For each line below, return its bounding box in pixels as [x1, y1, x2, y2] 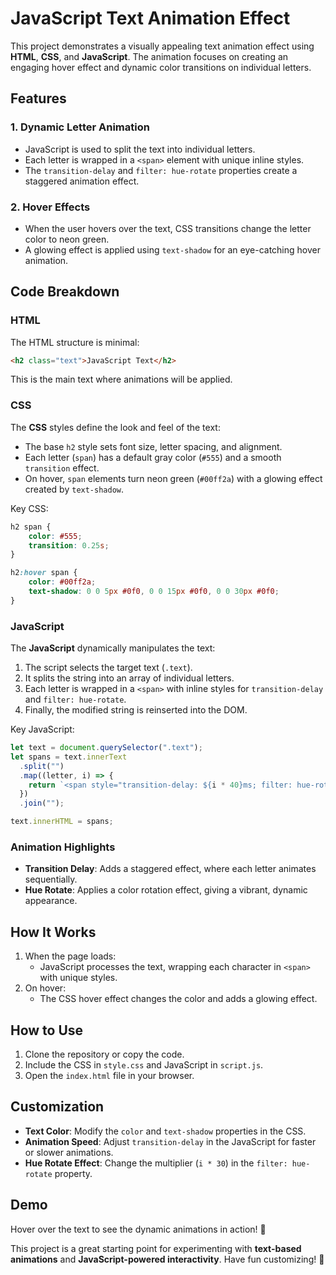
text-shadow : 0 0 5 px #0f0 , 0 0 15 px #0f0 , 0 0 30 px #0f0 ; [28, 587, 280, 597]
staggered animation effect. [24, 175, 140, 187]
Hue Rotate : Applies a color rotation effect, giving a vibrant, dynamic [24, 884, 308, 896]
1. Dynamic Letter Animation [10, 120, 150, 134]
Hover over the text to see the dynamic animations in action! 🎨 [10, 1223, 267, 1235]
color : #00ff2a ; [28, 577, 97, 587]
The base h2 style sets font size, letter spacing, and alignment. [24, 440, 283, 452]
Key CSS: [10, 502, 49, 514]
